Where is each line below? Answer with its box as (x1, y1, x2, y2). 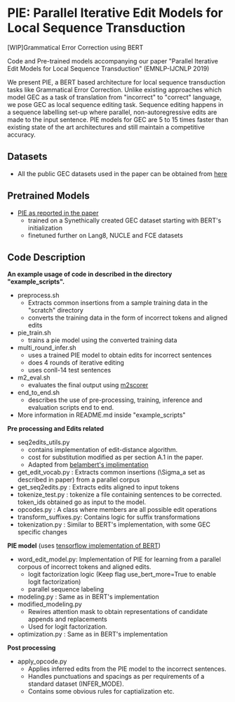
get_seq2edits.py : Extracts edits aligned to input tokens (17, 483, 180, 491)
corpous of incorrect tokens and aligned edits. (17, 563, 152, 571)
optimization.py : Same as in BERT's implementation (17, 630, 168, 639)
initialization (27, 223, 63, 232)
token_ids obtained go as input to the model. (17, 498, 147, 506)
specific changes (17, 528, 68, 537)
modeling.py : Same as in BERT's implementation (17, 593, 159, 601)
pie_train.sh (17, 329, 51, 337)
